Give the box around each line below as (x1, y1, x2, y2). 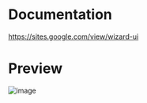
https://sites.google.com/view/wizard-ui (8, 32, 139, 41)
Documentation (8, 6, 113, 24)
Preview (8, 59, 63, 78)
